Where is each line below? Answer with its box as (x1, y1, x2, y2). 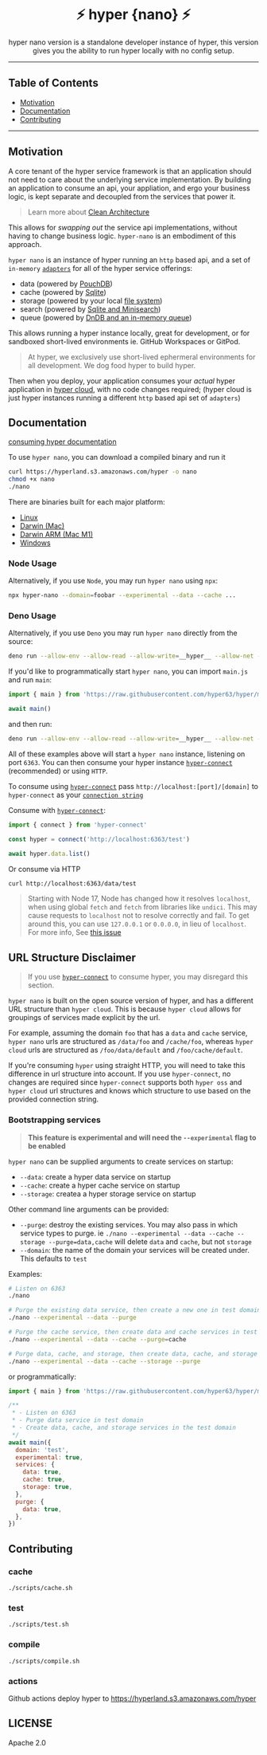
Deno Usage (8, 611, 57, 622)
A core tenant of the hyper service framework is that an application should (8, 166, 252, 175)
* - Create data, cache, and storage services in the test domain (11, 1423, 237, 1432)
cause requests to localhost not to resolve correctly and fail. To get (27, 911, 250, 921)
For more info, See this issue (27, 928, 122, 937)
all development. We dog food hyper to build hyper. (27, 360, 196, 370)
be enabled (27, 1141, 66, 1151)
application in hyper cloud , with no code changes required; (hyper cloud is (8, 384, 252, 394)
